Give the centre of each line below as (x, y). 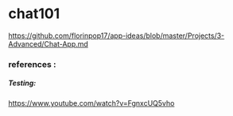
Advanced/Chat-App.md (49, 43)
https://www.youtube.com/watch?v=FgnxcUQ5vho (91, 103)
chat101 (34, 14)
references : (32, 64)
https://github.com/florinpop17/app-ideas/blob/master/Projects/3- (116, 36)
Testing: (22, 83)
